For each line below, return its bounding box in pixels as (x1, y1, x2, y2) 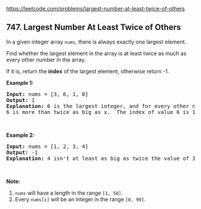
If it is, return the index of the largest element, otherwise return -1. (6, 67, 169, 75)
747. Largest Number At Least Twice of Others (6, 22, 181, 32)
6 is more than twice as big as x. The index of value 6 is (6, 109, 190, 115)
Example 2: (6, 131, 35, 139)
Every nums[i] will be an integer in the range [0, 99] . (14, 195, 146, 202)
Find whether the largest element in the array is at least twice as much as (6, 50, 187, 57)
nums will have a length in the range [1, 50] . (14, 189, 123, 196)
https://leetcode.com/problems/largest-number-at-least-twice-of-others (6, 5, 185, 12)
